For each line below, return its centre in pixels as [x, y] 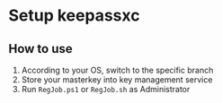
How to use [40, 49]
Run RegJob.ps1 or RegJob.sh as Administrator [106, 89]
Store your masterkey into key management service [117, 80]
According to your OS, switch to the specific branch [117, 70]
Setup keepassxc [74, 16]
